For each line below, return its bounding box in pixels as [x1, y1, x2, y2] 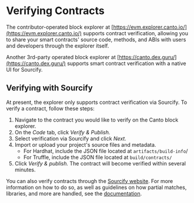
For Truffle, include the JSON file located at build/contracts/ [23, 154, 172, 161]
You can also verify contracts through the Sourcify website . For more [6, 177, 173, 184]
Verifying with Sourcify [6, 83, 93, 93]
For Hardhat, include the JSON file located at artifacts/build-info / [23, 147, 188, 154]
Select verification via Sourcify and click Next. [14, 135, 126, 142]
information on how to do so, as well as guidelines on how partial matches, [6, 184, 187, 191]
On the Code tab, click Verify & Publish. [14, 128, 111, 136]
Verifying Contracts [6, 4, 105, 18]
